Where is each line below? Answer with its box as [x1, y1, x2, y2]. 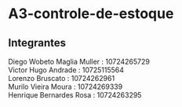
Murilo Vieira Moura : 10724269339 [8, 82, 123, 91]
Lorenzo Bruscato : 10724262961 [8, 74, 115, 83]
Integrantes [8, 36, 67, 50]
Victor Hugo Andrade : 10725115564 [8, 65, 124, 75]
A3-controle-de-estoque [8, 5, 174, 23]
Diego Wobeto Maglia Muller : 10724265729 [8, 57, 151, 66]
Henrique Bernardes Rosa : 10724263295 [8, 90, 142, 99]
